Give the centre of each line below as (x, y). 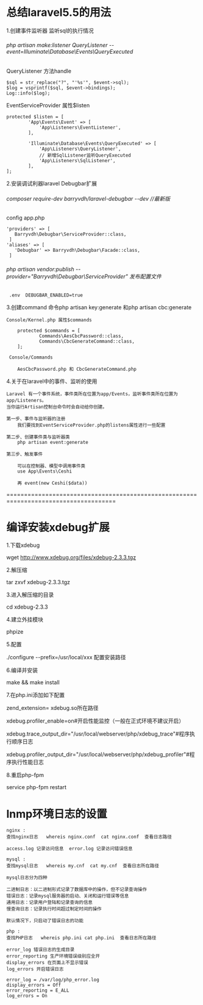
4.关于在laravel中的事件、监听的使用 (52, 381)
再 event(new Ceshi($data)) (52, 483)
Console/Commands (31, 357)
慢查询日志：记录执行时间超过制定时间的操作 (54, 909)
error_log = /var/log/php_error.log (53, 980)
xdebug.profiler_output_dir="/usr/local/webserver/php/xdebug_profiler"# (98, 754)
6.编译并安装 (22, 670)
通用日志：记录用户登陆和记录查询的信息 (49, 903)
